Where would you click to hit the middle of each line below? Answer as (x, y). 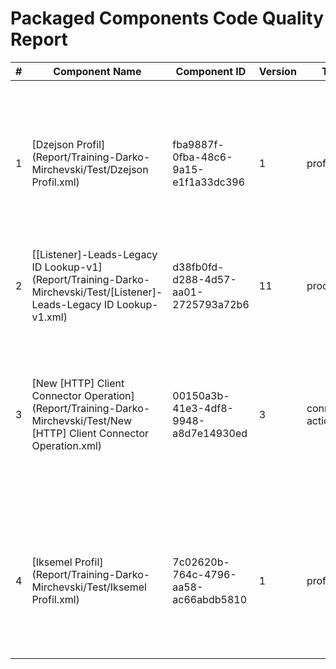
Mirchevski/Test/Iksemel (89, 587)
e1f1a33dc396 (209, 182)
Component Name (97, 71)
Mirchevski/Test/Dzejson (90, 169)
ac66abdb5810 (209, 599)
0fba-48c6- (202, 157)
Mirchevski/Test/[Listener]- (97, 292)
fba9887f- (198, 144)
